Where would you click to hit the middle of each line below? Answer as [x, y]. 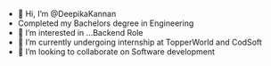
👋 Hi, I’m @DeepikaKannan [67, 14]
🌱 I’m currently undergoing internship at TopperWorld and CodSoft [140, 42]
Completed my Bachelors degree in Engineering [106, 23]
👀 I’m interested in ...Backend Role [80, 33]
